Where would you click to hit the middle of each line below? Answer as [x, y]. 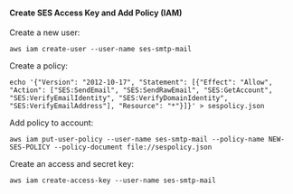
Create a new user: [45, 32]
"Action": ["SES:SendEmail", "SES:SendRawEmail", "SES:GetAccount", [141, 90]
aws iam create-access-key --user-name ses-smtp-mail [113, 180]
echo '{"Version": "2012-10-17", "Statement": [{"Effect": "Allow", [141, 83]
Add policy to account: [52, 123]
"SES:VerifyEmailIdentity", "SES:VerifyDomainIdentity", [119, 98]
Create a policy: [39, 66]
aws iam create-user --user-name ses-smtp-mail [101, 50]
